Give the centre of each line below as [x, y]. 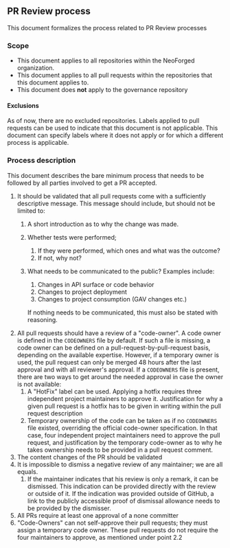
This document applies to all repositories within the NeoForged [106, 60]
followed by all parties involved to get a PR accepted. [82, 183]
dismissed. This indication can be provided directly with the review [122, 486]
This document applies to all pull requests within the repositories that [115, 76]
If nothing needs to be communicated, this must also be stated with [123, 312]
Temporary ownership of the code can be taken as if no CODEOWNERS [122, 420]
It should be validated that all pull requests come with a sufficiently [111, 196]
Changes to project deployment [82, 292]
